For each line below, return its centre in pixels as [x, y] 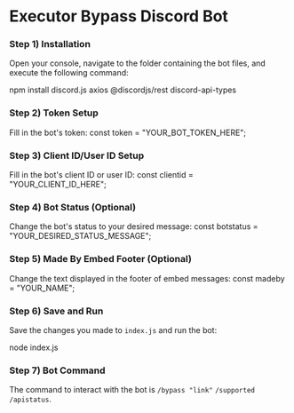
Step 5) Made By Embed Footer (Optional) [101, 259]
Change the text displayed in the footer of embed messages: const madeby [147, 278]
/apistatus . [30, 399]
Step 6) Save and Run [56, 311]
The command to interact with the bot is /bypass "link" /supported [132, 390]
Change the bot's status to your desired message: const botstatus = [134, 226]
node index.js [34, 347]
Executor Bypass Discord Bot [119, 16]
